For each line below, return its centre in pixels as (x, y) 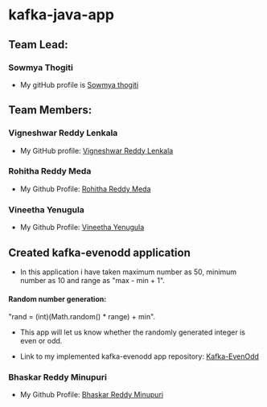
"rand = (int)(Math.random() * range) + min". (82, 317)
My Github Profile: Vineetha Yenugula (82, 228)
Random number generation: (58, 298)
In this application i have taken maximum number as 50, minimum (128, 272)
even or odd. (41, 341)
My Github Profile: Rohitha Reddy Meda (85, 189)
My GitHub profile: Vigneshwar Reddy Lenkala (97, 150)
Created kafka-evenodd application (100, 252)
